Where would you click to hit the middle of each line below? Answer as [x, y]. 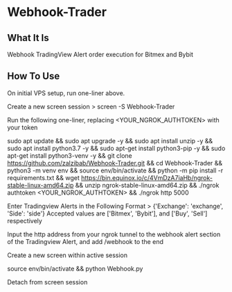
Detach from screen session [47, 282]
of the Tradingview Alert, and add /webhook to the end [86, 241]
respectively [25, 220]
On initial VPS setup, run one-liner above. [66, 93]
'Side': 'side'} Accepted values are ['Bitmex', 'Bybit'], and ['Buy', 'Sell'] [107, 213]
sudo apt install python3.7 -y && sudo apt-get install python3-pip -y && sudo [116, 148]
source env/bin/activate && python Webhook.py [75, 268]
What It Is [28, 38]
